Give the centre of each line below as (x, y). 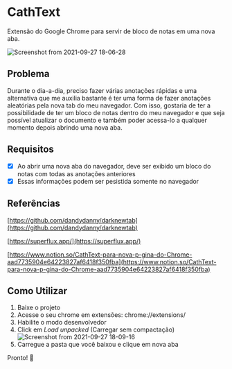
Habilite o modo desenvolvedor (62, 323)
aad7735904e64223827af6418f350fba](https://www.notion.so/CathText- (112, 261)
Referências (34, 204)
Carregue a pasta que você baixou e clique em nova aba (98, 345)
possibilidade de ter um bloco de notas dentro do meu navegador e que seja (116, 112)
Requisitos (30, 149)
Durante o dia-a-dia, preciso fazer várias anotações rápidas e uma (102, 90)
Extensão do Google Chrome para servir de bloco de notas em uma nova (111, 31)
